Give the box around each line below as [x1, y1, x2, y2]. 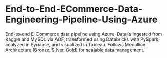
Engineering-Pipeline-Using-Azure [5, 14, 158, 25]
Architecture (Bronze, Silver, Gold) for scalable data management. [5, 47, 145, 53]
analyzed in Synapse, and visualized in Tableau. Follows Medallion [5, 41, 146, 47]
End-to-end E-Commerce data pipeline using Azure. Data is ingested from [5, 31, 162, 37]
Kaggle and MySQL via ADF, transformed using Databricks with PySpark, [5, 36, 160, 42]
